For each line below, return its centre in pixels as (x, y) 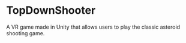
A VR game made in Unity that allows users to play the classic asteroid (93, 27)
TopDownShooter (51, 10)
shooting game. (25, 33)
